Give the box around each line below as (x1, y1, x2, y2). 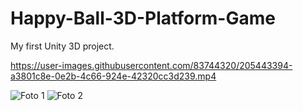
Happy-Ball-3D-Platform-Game (10, 7, 276, 30)
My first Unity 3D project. (10, 40, 115, 52)
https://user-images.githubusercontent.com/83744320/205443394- (10, 59, 293, 71)
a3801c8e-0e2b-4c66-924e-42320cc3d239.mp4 (10, 70, 217, 82)
